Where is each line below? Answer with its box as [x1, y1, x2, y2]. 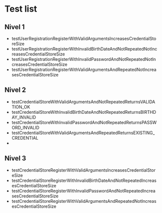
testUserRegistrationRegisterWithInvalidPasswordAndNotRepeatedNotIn [11, 56, 156, 62]
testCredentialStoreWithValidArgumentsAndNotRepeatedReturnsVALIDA [11, 99, 156, 105]
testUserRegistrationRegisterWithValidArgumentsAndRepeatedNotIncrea [11, 67, 157, 72]
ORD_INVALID [11, 124, 40, 130]
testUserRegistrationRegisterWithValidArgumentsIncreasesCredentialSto [11, 35, 156, 41]
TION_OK [11, 104, 30, 110]
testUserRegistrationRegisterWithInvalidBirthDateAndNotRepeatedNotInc [11, 46, 158, 52]
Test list [4, 3, 37, 15]
